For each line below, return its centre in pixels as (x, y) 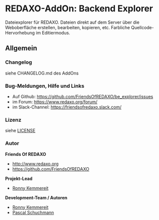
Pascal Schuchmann (33, 212)
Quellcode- (142, 27)
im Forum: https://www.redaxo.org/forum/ (55, 102)
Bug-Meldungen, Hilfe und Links (45, 86)
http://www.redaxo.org (35, 164)
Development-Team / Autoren (36, 197)
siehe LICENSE (20, 131)
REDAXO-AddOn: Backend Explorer (79, 9)
